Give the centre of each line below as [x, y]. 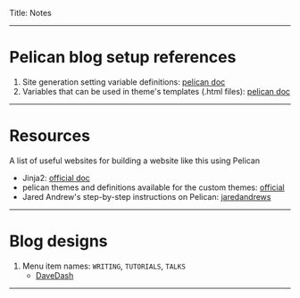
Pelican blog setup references [123, 58]
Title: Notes [30, 13]
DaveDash [54, 275]
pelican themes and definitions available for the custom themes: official [153, 187]
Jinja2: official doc [56, 178]
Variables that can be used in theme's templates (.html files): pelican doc [156, 91]
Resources [50, 136]
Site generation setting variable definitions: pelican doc [124, 82]
